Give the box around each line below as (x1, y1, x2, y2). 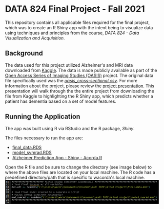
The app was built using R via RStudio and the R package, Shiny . (5, 125, 135, 131)
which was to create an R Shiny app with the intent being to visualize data (5, 24, 153, 30)
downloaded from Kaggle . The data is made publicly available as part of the (5, 67, 157, 73)
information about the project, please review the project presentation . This (5, 83, 155, 89)
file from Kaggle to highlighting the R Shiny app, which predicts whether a (5, 93, 153, 99)
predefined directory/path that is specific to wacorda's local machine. (5, 174, 145, 180)
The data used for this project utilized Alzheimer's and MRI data (5, 62, 133, 68)
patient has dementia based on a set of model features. (5, 98, 116, 104)
